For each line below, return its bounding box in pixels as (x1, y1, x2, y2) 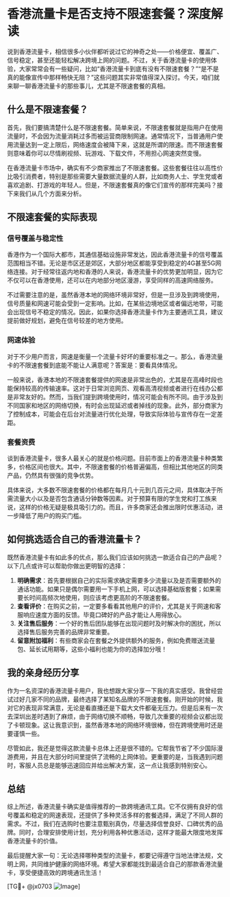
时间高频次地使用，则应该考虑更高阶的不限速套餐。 (29, 593, 173, 601)
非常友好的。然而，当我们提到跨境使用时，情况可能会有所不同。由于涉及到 (12, 393, 223, 401)
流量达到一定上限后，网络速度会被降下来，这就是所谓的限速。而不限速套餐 (12, 140, 223, 148)
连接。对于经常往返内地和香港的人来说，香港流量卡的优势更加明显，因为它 (12, 268, 223, 276)
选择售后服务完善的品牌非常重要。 (16, 627, 114, 636)
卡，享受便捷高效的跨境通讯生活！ (7, 869, 103, 877)
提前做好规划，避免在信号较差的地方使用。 (7, 316, 127, 325)
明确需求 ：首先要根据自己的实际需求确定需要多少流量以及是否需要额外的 (16, 576, 221, 584)
